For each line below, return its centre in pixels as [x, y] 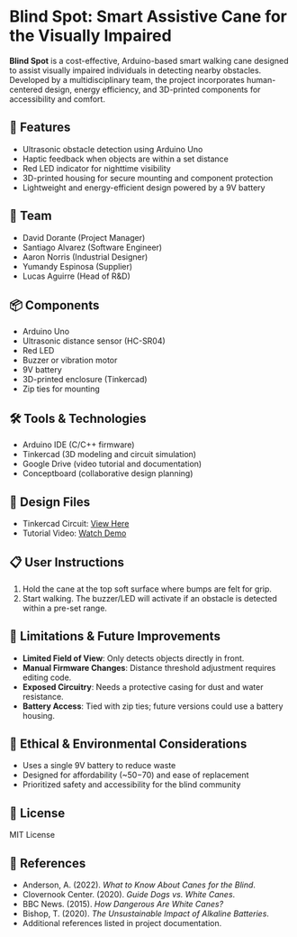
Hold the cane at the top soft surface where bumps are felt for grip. [147, 589]
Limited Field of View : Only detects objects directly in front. [133, 658]
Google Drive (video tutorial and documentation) [112, 464]
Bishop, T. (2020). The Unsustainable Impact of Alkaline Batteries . [146, 914]
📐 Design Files [50, 502]
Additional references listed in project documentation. [122, 923]
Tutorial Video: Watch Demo [74, 533]
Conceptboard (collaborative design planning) [108, 473]
